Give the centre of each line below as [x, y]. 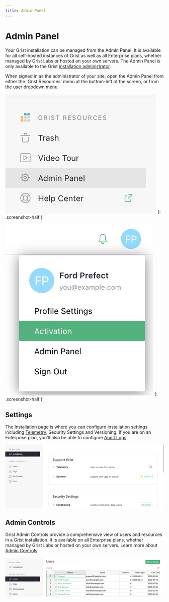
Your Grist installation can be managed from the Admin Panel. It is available [83, 50]
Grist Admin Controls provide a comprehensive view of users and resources [84, 534]
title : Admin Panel [26, 11]
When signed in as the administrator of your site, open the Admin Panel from [84, 76]
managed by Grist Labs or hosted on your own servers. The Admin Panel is [83, 61]
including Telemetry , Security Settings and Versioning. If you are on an [78, 432]
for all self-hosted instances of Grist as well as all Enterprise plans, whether [83, 55]
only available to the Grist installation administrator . [58, 66]
